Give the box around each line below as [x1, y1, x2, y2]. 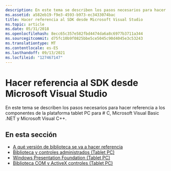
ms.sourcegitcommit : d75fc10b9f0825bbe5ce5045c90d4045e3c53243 [5, 36, 143, 41]
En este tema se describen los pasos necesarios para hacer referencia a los [5, 105, 165, 111]
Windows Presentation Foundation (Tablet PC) [12, 155, 111, 161]
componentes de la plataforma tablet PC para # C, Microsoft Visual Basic [5, 110, 160, 116]
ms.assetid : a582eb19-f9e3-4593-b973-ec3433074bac [5, 12, 116, 17]
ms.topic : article [5, 21, 45, 27]
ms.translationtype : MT [5, 41, 56, 46]
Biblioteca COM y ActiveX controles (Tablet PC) [12, 160, 113, 166]
